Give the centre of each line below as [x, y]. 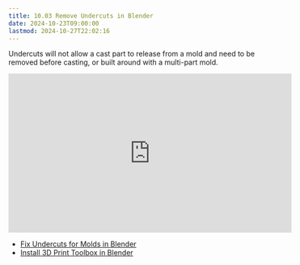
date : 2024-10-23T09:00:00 [54, 23]
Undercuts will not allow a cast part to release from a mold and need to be [132, 54]
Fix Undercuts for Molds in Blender [78, 244]
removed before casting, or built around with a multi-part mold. [113, 62]
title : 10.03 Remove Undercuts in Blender [81, 16]
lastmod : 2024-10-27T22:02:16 [59, 31]
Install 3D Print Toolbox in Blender [76, 253]
